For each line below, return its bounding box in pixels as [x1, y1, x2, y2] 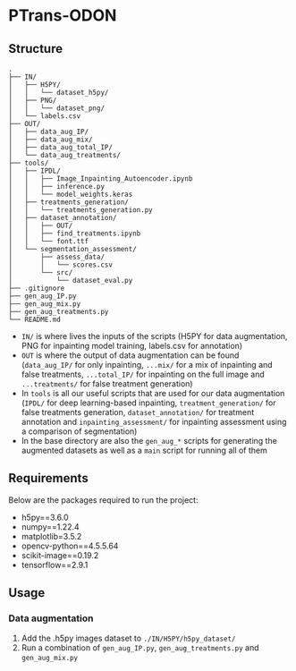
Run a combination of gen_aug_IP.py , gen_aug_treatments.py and [21, 641, 259, 653]
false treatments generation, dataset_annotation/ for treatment [21, 407, 255, 417]
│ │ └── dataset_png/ [8, 104, 105, 113]
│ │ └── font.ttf [8, 237, 89, 246]
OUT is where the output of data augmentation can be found [21, 350, 240, 361]
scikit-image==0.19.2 [21, 549, 99, 560]
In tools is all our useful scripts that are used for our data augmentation [21, 388, 285, 398]
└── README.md [8, 315, 62, 324]
